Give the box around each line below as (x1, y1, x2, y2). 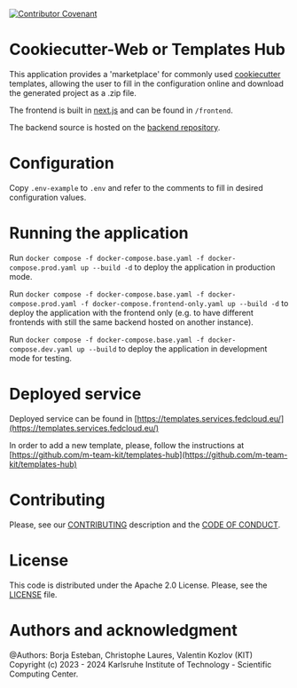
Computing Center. (9, 668, 79, 679)
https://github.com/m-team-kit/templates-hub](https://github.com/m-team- (12, 449, 288, 460)
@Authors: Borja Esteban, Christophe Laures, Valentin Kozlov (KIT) (9, 649, 254, 660)
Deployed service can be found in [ (9, 413, 137, 423)
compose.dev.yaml (9, 344, 74, 354)
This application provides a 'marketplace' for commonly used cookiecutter (9, 68, 281, 79)
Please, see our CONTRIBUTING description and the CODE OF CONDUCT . (9, 519, 281, 530)
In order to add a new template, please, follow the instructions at (9, 439, 245, 450)
